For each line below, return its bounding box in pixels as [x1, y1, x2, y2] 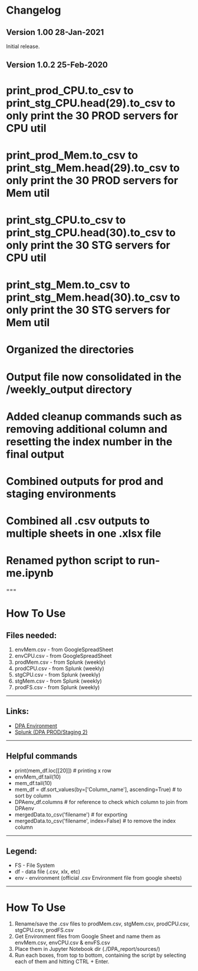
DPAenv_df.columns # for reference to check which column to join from [14, 798, 188, 805]
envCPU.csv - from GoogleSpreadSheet [14, 652, 112, 660]
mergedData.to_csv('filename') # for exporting [14, 811, 128, 818]
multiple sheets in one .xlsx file [6, 527, 161, 541]
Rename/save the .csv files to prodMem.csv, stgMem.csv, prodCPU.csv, [14, 920, 190, 927]
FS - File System [14, 862, 55, 869]
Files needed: [6, 630, 57, 640]
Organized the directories [6, 343, 134, 356]
